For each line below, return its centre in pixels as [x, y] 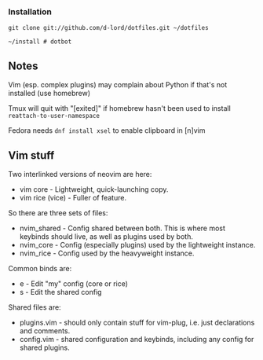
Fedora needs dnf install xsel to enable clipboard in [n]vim [107, 130]
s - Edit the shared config [60, 292]
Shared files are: [35, 307]
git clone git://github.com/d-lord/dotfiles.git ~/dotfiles [109, 28]
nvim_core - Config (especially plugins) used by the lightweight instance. [137, 244]
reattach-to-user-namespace [54, 116]
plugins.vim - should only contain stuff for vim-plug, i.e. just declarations [137, 322]
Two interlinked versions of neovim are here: [80, 174]
